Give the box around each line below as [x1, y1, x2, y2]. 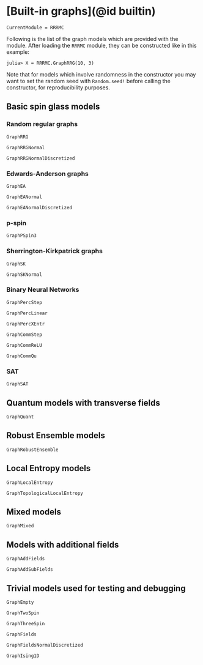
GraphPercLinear [6, 310, 48, 316]
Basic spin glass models [6, 102, 100, 112]
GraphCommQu [6, 353, 37, 359]
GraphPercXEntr [6, 321, 45, 327]
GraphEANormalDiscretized [6, 204, 72, 210]
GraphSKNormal [6, 271, 43, 278]
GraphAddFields [6, 555, 45, 562]
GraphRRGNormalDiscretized [6, 155, 75, 162]
